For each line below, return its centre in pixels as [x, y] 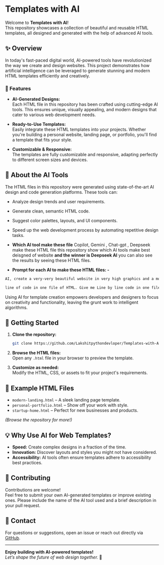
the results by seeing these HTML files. [51, 260]
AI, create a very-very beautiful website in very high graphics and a [79, 279]
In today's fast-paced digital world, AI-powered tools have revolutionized [78, 60]
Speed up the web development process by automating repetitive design [85, 230]
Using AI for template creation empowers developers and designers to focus [82, 297]
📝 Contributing [28, 478]
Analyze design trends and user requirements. [59, 201]
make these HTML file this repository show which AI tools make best [81, 250]
